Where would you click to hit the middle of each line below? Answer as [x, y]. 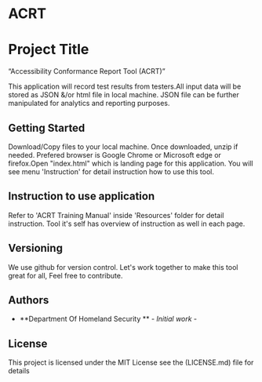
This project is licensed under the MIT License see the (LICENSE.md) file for [131, 362]
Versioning [35, 248]
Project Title [49, 50]
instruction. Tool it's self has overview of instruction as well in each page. [127, 224]
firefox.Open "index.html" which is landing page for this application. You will [131, 163]
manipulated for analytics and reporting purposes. [89, 104]
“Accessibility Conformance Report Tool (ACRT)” [87, 71]
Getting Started [47, 127]
